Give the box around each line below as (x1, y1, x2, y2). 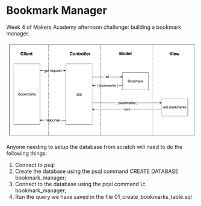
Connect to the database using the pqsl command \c (14, 181, 146, 188)
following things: (6, 150, 48, 157)
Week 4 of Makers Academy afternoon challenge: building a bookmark (6, 23, 182, 31)
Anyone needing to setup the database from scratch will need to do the (6, 144, 183, 151)
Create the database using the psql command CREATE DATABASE (14, 168, 179, 175)
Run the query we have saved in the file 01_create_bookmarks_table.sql (14, 193, 193, 201)
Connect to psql (14, 162, 55, 169)
